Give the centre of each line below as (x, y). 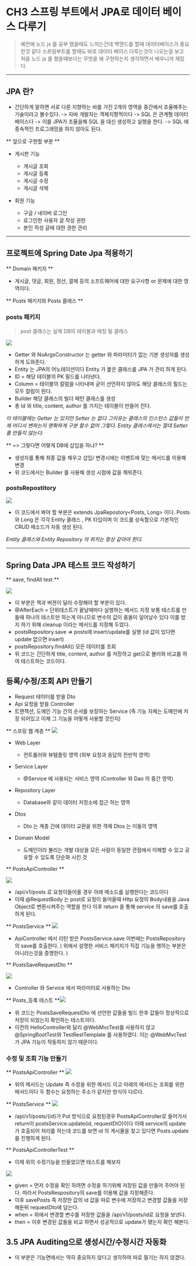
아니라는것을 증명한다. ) (41, 953)
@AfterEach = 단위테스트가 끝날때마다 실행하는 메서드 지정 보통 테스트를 (97, 610)
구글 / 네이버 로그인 (45, 213)
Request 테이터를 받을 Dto (45, 697)
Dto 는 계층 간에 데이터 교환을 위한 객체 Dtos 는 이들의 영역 (90, 826)
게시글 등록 (36, 173)
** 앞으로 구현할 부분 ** (33, 141)
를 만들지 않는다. (25, 433)
